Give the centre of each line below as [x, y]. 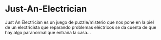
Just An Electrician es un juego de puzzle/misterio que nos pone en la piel [80, 22]
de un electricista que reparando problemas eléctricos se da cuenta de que [81, 27]
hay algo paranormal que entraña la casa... [48, 32]
